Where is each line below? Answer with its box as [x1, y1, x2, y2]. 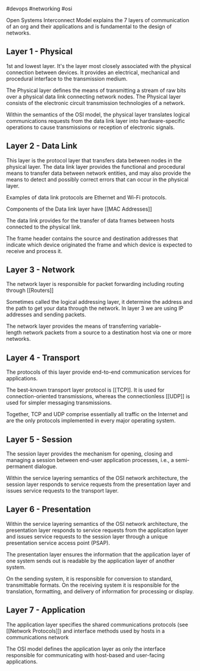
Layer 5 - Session [6, 434, 73, 444]
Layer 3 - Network [6, 265, 75, 275]
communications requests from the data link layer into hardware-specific [6, 117, 185, 124]
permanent [6, 463, 33, 470]
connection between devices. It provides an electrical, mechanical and [6, 69, 180, 76]
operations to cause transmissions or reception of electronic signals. [6, 124, 175, 131]
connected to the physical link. [6, 223, 82, 230]
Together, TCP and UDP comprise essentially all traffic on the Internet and [6, 411, 188, 418]
